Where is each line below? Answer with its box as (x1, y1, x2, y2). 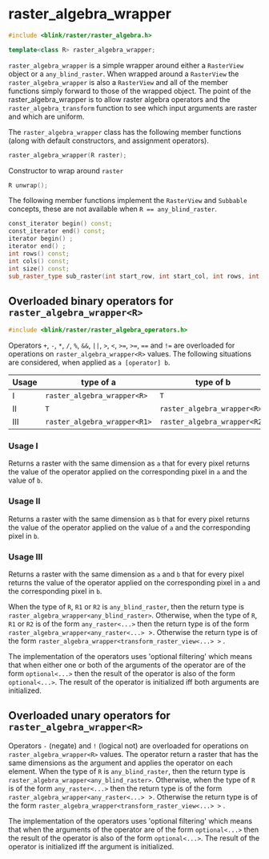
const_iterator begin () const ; (8, 220, 113, 228)
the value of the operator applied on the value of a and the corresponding (8, 523, 251, 532)
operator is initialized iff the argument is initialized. (8, 841, 175, 851)
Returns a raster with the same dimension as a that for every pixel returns (8, 458, 251, 468)
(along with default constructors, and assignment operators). (8, 136, 210, 145)
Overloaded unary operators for (8, 709, 171, 723)
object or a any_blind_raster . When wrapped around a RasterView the (8, 69, 239, 79)
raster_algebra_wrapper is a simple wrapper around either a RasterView (8, 60, 244, 70)
